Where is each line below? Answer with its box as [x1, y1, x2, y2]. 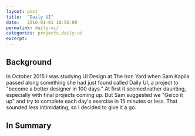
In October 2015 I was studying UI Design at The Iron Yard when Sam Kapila [6, 72, 190, 79]
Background [6, 57, 52, 67]
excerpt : [6, 36, 28, 41]
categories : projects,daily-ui [6, 30, 83, 36]
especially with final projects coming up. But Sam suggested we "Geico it [6, 91, 183, 98]
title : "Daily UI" [6, 14, 54, 20]
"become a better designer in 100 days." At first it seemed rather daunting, [6, 85, 186, 92]
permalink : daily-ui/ [6, 25, 59, 31]
